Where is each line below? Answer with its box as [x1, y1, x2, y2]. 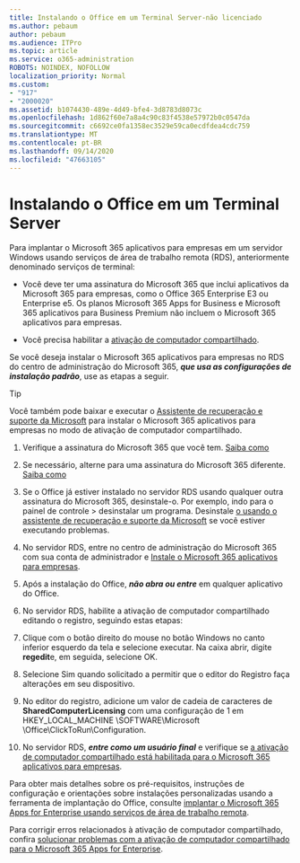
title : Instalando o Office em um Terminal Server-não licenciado [9, 13, 262, 22]
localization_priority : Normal [9, 72, 126, 81]
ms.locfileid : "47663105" [9, 154, 106, 164]
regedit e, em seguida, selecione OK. [21, 652, 159, 663]
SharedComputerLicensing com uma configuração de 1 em [21, 706, 244, 717]
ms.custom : [9, 80, 50, 89]
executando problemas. [21, 524, 110, 535]
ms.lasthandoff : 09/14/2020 [9, 146, 115, 155]
